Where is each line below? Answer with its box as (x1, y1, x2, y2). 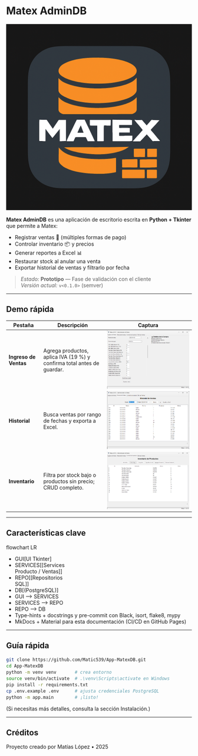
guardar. (43, 366, 64, 373)
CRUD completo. (43, 484, 84, 491)
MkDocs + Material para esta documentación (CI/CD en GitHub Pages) (14, 618, 187, 625)
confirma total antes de (43, 360, 100, 367)
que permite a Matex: (6, 222, 58, 229)
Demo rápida (6, 304, 54, 314)
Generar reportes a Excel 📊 (14, 249, 82, 256)
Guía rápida (6, 640, 49, 650)
